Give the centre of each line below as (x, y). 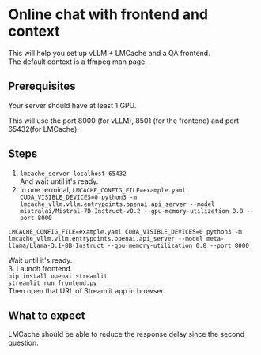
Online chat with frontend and (108, 15)
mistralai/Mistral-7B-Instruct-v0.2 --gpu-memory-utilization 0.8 (131, 211)
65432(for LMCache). (43, 129)
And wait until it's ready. (59, 181)
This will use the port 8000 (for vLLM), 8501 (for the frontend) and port (124, 121)
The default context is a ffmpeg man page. (78, 62)
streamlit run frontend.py (53, 283)
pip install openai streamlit (58, 276)
